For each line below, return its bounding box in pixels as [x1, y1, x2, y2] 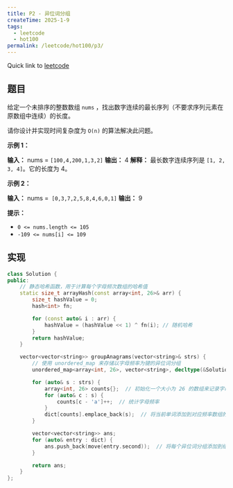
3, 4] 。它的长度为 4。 [7, 164, 71, 173]
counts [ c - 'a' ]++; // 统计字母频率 [56, 398, 159, 406]
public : [7, 277, 30, 284]
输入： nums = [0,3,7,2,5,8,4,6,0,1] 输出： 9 [7, 193, 143, 202]
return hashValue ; [32, 334, 85, 342]
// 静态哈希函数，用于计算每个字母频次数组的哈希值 [19, 284, 148, 290]
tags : [7, 23, 23, 30]
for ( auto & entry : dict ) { [32, 436, 113, 444]
